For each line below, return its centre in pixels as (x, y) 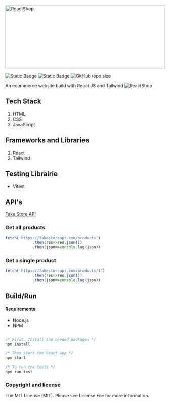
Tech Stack (23, 102)
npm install (18, 344)
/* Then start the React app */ (39, 353)
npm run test (19, 372)
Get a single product (31, 261)
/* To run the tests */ (30, 367)
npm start (16, 358)
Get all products (25, 228)
